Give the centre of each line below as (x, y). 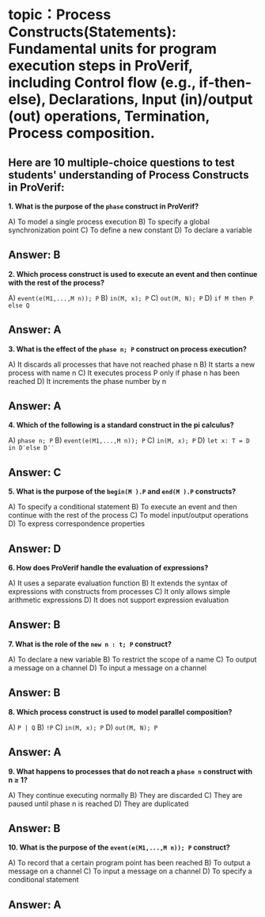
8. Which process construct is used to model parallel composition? (120, 712)
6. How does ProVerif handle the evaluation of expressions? (108, 568)
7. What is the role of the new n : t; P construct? (90, 644)
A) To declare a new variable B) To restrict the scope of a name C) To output (132, 659)
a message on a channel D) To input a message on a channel (108, 668)
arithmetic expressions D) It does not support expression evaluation (119, 600)
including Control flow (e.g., (102, 83)
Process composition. (82, 133)
